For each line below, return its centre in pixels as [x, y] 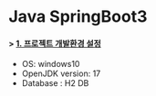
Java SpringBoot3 [78, 17]
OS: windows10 [51, 64]
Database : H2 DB [55, 83]
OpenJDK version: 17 [61, 73]
